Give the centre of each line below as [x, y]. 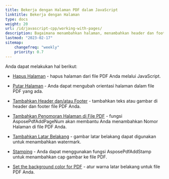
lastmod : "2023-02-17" [29, 38]
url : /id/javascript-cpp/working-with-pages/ [54, 29]
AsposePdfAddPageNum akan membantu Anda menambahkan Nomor [85, 121]
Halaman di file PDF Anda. [39, 127]
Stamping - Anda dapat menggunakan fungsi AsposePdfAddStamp [82, 151]
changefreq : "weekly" [37, 47]
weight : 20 [17, 24]
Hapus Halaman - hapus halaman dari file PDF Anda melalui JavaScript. [87, 76]
